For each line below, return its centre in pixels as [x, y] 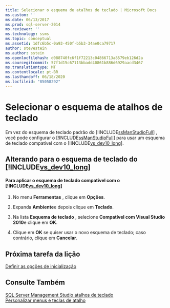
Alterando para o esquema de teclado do [71, 159]
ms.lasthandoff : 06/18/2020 [35, 77]
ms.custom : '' [20, 15]
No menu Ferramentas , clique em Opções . [59, 197]
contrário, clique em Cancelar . [45, 238]
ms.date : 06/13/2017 [27, 20]
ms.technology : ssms [27, 34]
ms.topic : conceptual [28, 39]
